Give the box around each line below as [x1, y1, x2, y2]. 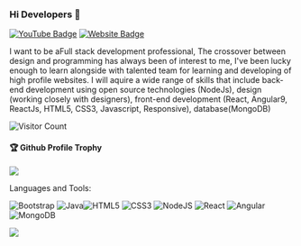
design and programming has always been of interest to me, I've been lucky [9, 56, 291, 67]
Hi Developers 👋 [9, 8, 81, 21]
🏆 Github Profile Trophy [9, 141, 102, 152]
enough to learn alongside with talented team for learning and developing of [9, 65, 292, 76]
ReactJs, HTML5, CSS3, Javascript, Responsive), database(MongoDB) [9, 104, 271, 114]
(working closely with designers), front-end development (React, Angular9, [9, 94, 288, 105]
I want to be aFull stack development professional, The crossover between [9, 46, 287, 57]
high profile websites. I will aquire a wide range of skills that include [9, 75, 260, 86]
